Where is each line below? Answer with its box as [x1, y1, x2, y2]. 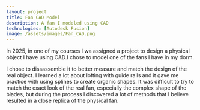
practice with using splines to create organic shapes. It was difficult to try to [6, 78, 194, 85]
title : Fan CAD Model [6, 14, 61, 20]
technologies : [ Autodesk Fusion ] [6, 25, 90, 32]
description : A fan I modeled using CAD [6, 20, 109, 26]
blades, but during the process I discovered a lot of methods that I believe [6, 91, 189, 98]
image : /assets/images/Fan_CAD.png [6, 31, 95, 37]
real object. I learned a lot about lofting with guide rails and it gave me [6, 72, 179, 79]
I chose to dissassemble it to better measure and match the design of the [6, 65, 187, 72]
